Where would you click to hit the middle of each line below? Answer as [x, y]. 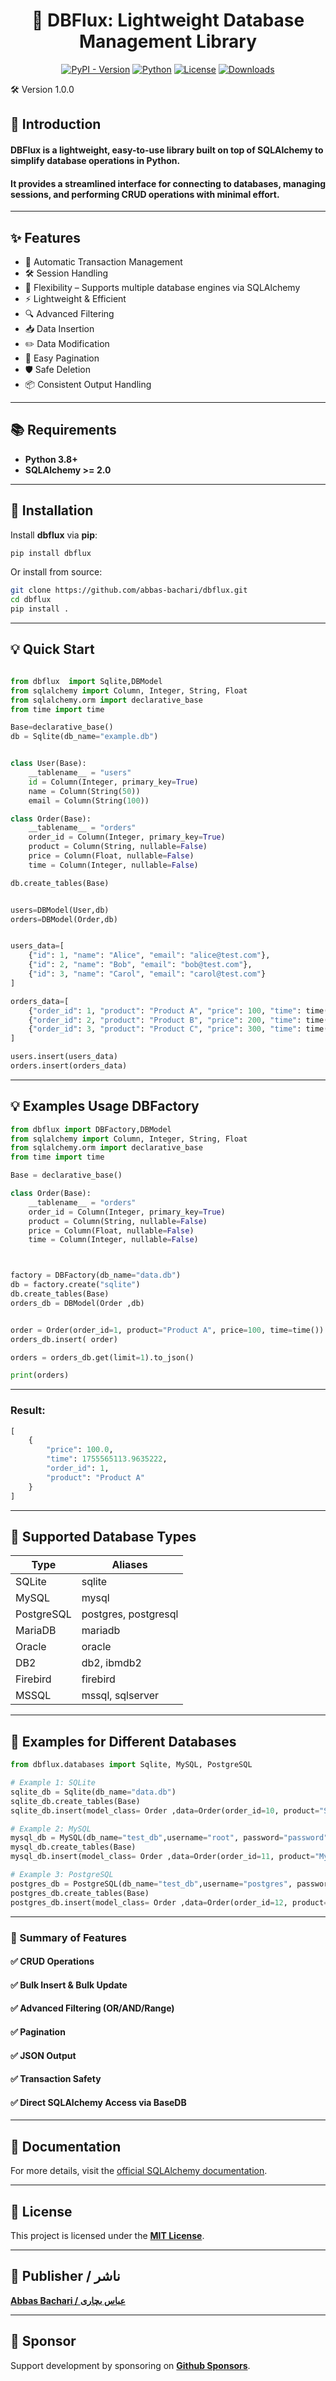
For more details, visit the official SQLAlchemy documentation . [139, 2171]
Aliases [129, 1565]
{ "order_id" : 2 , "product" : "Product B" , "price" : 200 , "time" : [165, 1020]
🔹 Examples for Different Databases [123, 1741]
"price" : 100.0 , [80, 1450]
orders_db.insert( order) [64, 1339]
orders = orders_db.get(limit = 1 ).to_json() [102, 1357]
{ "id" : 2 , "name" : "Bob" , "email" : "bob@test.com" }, [140, 965]
